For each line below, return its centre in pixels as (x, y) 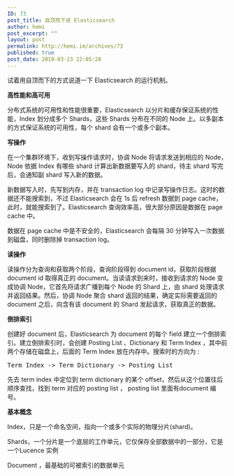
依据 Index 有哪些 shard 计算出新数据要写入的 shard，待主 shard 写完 (124, 166)
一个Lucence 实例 (33, 450)
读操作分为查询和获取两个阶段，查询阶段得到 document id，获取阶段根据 (112, 269)
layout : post (26, 40)
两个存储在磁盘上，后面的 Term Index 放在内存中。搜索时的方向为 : (103, 351)
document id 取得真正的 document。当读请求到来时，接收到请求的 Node (111, 278)
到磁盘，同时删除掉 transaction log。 (60, 239)
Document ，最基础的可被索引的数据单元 (66, 465)
